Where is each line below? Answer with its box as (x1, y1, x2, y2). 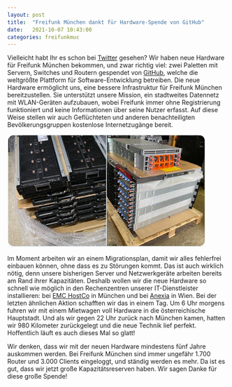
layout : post (7, 11, 45, 18)
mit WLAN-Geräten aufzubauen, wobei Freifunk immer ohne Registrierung (7, 98, 221, 107)
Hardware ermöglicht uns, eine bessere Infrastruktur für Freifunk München (7, 83, 222, 92)
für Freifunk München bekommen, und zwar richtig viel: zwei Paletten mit (7, 61, 218, 69)
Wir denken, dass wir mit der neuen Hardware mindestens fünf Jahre (7, 342, 206, 351)
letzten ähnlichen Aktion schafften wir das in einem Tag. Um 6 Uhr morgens (7, 299, 225, 308)
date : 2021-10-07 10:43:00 (7, 26, 92, 33)
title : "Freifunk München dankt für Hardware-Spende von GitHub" (7, 18, 205, 26)
